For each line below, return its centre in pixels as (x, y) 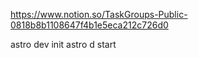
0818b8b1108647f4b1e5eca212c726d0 (89, 25)
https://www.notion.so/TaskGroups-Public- (99, 14)
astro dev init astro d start (63, 44)
